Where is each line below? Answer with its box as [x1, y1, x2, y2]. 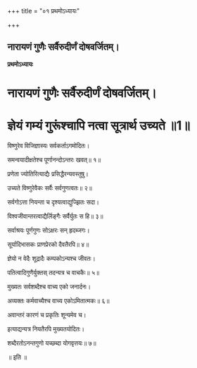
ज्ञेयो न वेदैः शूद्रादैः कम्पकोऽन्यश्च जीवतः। [7, 254, 96, 262]
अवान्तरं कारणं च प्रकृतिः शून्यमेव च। [7, 310, 87, 319]
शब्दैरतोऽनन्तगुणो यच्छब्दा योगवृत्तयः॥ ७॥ [7, 338, 96, 347]
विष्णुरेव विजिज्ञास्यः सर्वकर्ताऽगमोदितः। [7, 141, 90, 149]
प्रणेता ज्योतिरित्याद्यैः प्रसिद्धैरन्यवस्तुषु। [7, 169, 89, 178]
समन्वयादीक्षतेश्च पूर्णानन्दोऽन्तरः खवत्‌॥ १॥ [7, 155, 101, 164]
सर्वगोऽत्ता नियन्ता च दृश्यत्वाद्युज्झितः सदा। [7, 197, 100, 206]
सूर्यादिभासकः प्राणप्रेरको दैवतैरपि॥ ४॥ [7, 240, 89, 248]
